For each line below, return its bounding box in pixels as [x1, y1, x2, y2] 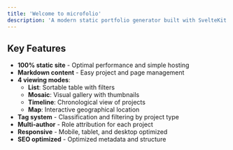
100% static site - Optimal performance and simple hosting [17, 61, 190, 70]
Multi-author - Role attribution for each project [17, 120, 154, 129]
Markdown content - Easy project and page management [17, 68, 185, 77]
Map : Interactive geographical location [27, 105, 140, 114]
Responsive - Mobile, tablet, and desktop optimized [17, 128, 168, 136]
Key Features [7, 43, 66, 54]
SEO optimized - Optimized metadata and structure [17, 135, 167, 144]
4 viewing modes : [17, 76, 71, 84]
